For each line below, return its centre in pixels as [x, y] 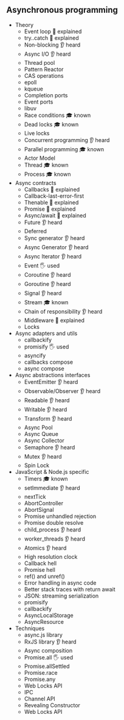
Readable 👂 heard [47, 400]
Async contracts [36, 182]
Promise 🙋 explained [50, 209]
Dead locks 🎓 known [51, 124]
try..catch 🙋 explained [51, 38]
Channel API [40, 699]
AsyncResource [44, 621]
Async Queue [41, 433]
